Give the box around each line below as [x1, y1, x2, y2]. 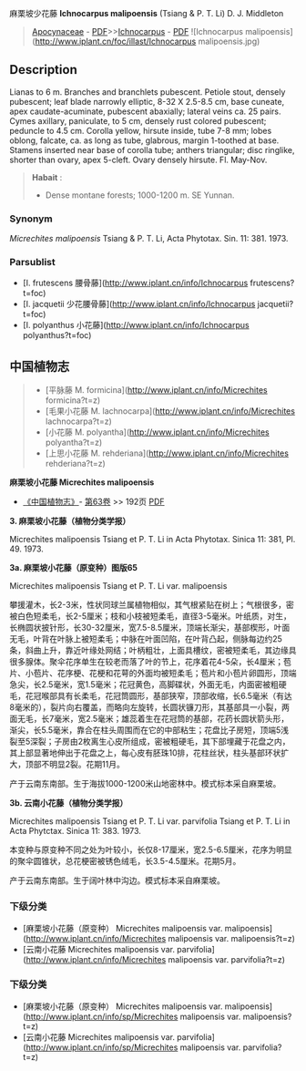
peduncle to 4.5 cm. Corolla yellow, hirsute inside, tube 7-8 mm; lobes [9, 125, 272, 136]
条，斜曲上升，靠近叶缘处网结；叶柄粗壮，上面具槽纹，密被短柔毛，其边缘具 [9, 645, 297, 656]
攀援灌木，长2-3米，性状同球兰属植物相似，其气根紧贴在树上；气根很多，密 [9, 600, 294, 611]
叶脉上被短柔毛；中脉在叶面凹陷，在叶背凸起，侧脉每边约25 [56, 633, 282, 644]
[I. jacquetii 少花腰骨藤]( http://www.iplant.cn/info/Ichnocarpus [22, 299, 256, 310]
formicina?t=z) [45, 395, 101, 406]
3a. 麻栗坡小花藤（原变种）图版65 [9, 562, 138, 573]
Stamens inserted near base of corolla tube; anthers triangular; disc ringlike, [9, 144, 295, 155]
